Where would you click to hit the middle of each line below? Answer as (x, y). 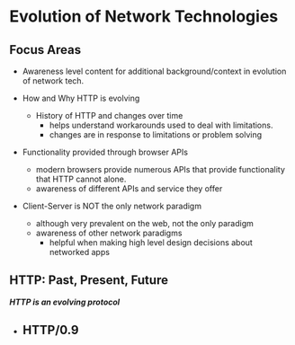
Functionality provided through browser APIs (105, 152)
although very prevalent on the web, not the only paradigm (144, 223)
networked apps (80, 252)
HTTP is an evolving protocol (65, 302)
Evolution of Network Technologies (144, 17)
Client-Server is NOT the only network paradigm (112, 206)
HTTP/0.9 (50, 330)
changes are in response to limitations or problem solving (156, 135)
